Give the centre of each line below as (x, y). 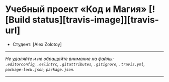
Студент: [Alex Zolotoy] (37, 44)
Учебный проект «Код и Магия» (76, 9)
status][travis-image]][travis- (96, 20)
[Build (18, 20)
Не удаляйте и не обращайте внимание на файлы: (60, 58)
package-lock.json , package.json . (40, 69)
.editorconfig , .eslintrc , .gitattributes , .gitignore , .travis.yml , (75, 64)
